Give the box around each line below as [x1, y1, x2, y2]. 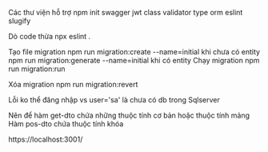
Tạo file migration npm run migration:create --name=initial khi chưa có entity [8, 47, 261, 56]
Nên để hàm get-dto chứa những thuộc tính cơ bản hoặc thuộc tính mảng [8, 110, 250, 120]
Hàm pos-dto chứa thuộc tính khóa [8, 119, 124, 128]
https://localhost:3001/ [8, 134, 83, 144]
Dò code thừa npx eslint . [8, 32, 91, 41]
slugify [8, 16, 31, 26]
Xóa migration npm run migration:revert [8, 80, 138, 89]
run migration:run [8, 64, 66, 74]
